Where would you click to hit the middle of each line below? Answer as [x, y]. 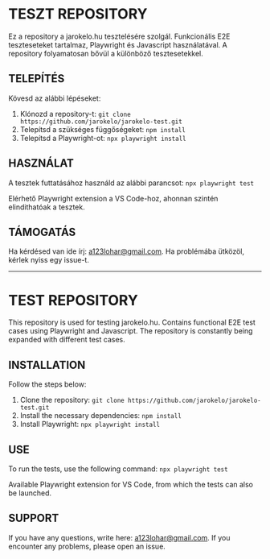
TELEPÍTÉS [37, 79]
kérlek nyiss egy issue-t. [49, 260]
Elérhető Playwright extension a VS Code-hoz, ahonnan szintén [113, 198]
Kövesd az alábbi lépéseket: [55, 98]
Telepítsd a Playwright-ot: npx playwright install [103, 138]
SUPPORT [34, 518]
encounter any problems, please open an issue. [87, 546]
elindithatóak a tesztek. [47, 207]
